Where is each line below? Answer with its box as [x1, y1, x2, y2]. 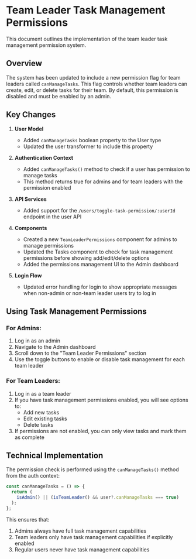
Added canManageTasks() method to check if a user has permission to [23, 165, 190, 173]
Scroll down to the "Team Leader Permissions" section [14, 349, 146, 357]
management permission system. [6, 42, 87, 49]
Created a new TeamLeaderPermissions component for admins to [23, 235, 177, 243]
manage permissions [23, 242, 74, 249]
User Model [14, 125, 44, 132]
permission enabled [23, 184, 71, 191]
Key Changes [6, 109, 56, 120]
